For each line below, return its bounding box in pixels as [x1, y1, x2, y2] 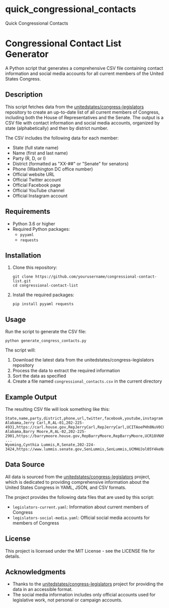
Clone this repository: [12, 265, 57, 271]
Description [5, 91, 43, 99]
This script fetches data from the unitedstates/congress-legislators [5, 104, 144, 110]
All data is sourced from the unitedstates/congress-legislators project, [5, 474, 151, 480]
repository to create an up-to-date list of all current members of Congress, [5, 109, 160, 115]
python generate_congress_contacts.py [5, 338, 87, 343]
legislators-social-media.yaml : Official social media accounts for [12, 514, 150, 520]
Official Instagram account [12, 193, 68, 199]
